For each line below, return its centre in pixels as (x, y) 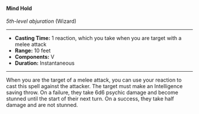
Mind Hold (19, 8)
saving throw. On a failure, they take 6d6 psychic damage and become (92, 93)
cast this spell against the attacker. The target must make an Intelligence (94, 86)
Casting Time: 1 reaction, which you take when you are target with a (98, 38)
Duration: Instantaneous (45, 63)
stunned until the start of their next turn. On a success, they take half (90, 99)
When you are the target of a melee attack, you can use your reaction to (94, 80)
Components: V (34, 57)
